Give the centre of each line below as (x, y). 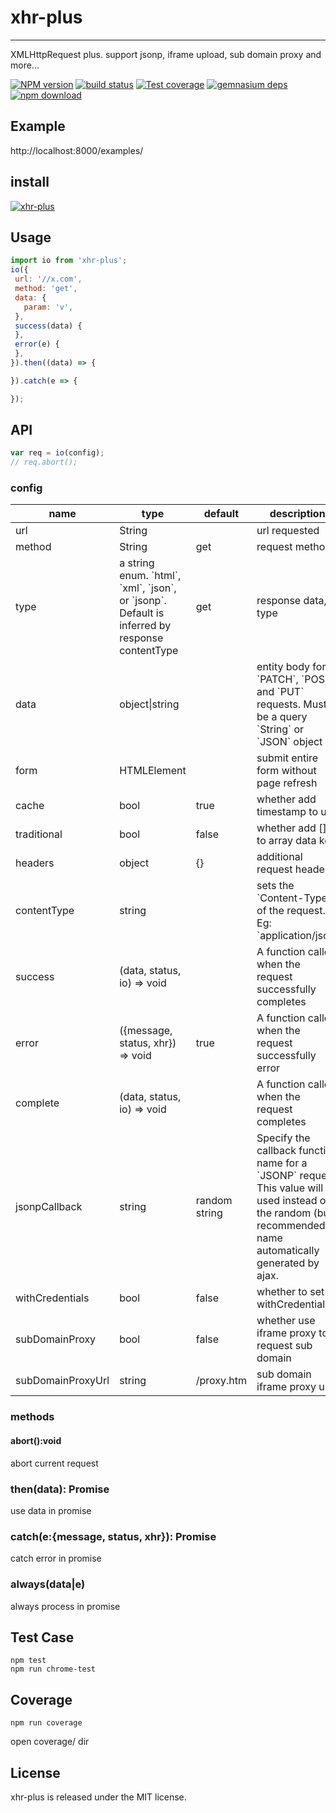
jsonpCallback (49, 1207)
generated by (288, 1263)
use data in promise (51, 1510)
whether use (286, 1321)
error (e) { (37, 344)
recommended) (293, 1226)
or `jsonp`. (143, 601)
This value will (290, 1188)
